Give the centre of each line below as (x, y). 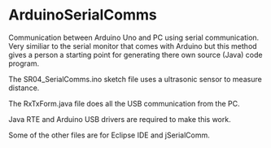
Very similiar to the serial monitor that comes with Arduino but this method (133, 46)
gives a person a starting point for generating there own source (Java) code (135, 54)
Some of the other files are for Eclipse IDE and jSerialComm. (109, 135)
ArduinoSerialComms (83, 15)
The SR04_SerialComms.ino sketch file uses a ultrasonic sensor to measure (135, 79)
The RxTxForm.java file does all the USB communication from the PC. (124, 103)
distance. (24, 88)
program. (24, 63)
